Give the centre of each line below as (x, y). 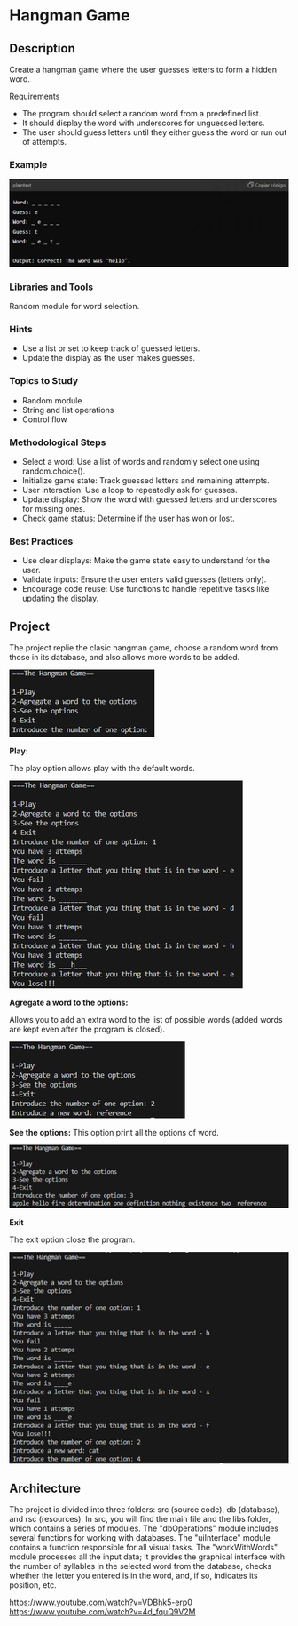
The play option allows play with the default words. (102, 769)
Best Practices (41, 541)
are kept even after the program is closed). (87, 1029)
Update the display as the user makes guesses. (109, 358)
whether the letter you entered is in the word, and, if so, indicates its (134, 1576)
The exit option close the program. (72, 1239)
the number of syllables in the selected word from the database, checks (141, 1566)
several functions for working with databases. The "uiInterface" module (140, 1538)
